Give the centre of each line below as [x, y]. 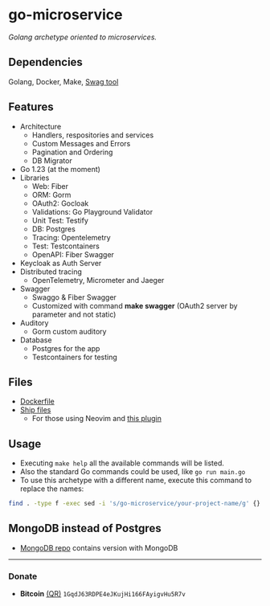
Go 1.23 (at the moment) [60, 169]
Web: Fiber [50, 186]
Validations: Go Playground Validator [92, 211]
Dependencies [45, 62]
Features [31, 107]
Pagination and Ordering [72, 152]
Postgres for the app [66, 348]
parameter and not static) [74, 314]
